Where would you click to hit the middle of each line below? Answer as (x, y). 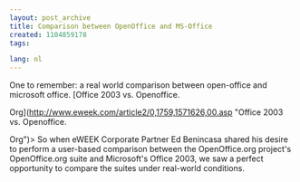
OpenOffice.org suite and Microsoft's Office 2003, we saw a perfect (137, 158)
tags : (19, 43)
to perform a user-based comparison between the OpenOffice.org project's (150, 149)
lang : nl (26, 60)
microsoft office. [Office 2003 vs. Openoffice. (95, 95)
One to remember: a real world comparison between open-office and (138, 85)
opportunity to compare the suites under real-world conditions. (127, 168)
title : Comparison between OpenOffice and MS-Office (111, 26)
